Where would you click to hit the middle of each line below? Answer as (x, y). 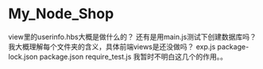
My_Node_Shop (61, 14)
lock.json (23, 56)
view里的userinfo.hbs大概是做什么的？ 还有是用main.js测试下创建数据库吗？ (132, 36)
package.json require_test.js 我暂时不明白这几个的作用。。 (133, 56)
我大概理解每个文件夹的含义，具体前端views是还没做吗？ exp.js (112, 46)
